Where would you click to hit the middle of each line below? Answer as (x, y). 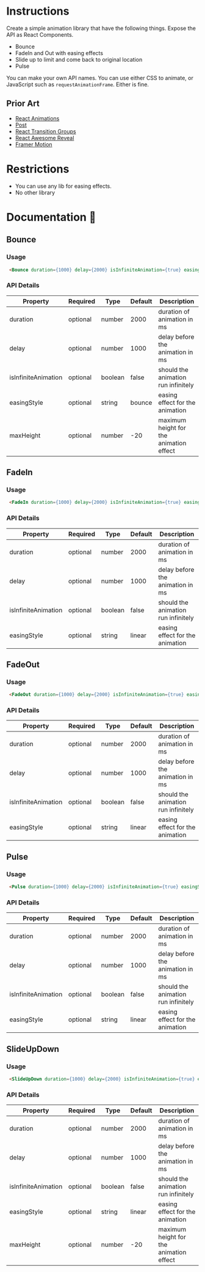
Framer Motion (34, 144)
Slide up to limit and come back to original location (79, 59)
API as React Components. (40, 34)
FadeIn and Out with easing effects (59, 53)
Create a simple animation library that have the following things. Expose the (101, 28)
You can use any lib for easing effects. (63, 186)
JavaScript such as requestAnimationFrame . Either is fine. (78, 84)
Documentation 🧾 (51, 217)
